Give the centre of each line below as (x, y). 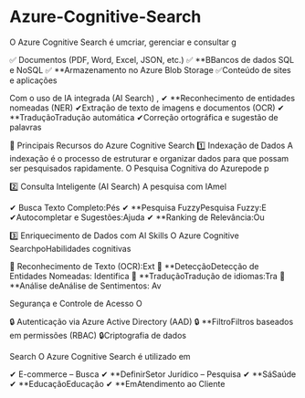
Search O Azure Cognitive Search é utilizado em (100, 356)
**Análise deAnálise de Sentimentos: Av (85, 286)
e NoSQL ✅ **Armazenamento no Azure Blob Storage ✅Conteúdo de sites (150, 69)
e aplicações (33, 80)
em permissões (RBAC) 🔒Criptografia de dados (98, 335)
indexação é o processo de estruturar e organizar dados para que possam (149, 158)
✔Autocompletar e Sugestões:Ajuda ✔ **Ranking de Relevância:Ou (137, 217)
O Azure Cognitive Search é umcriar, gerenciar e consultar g (123, 42)
